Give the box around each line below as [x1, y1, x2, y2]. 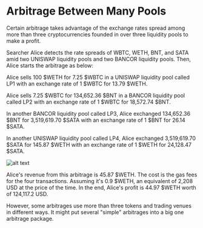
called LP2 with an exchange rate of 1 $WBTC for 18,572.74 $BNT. [6, 98, 171, 106]
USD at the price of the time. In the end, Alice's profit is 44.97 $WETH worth [6, 184, 197, 191]
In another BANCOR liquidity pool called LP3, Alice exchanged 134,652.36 [6, 110, 191, 117]
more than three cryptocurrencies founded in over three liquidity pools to [6, 30, 189, 38]
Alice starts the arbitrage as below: [6, 62, 94, 69]
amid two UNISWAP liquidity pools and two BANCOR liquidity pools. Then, [6, 55, 191, 62]
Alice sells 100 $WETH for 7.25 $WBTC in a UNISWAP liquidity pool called [6, 73, 190, 81]
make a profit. [6, 37, 41, 44]
